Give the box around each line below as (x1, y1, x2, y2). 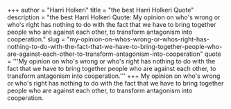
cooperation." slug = (7, 35, 66, 43)
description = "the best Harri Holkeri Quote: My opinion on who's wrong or (7, 13, 221, 21)
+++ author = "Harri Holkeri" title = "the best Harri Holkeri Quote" (7, 6, 194, 14)
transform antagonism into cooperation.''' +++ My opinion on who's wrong (7, 72, 221, 80)
